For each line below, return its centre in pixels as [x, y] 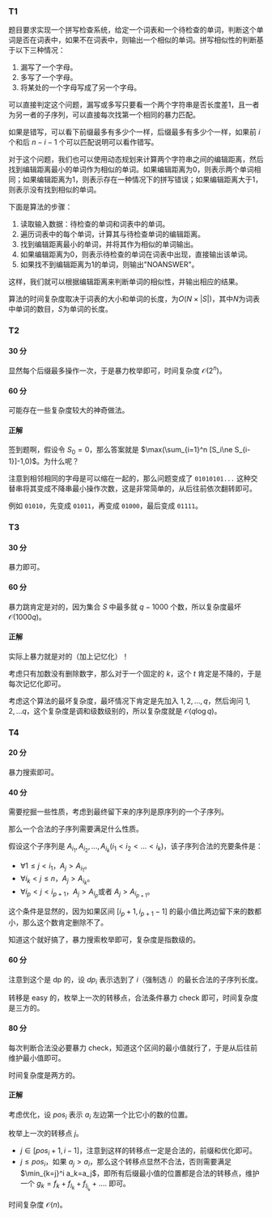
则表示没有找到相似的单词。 [55, 190]
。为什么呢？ [57, 461]
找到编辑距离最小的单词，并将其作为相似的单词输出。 [109, 244]
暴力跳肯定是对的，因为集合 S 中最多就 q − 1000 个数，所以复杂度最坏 [125, 606]
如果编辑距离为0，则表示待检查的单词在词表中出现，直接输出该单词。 [136, 254]
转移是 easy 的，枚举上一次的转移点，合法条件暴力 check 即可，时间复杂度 [134, 998]
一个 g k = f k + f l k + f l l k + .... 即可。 [75, 1186]
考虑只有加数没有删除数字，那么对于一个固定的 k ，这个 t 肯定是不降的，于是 [135, 673]
